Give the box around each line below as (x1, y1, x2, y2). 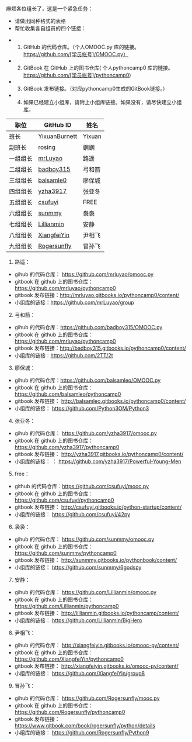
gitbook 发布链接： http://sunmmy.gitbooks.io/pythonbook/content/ (14, 557, 177, 563)
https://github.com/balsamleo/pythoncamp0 (14, 391, 121, 398)
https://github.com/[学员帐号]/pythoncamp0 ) (23, 72, 131, 78)
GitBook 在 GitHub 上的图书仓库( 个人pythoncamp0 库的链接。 (23, 64, 173, 71)
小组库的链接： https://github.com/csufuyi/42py (14, 511, 130, 517)
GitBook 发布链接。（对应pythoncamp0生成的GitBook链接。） (23, 85, 168, 92)
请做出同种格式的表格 (14, 18, 66, 25)
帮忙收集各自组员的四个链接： (14, 25, 86, 32)
